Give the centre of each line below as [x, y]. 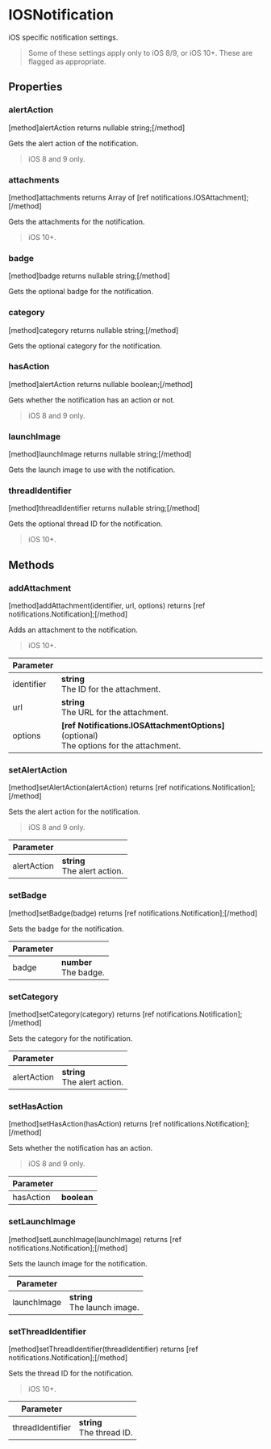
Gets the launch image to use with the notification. [92, 470]
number [77, 962]
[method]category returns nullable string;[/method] [94, 330]
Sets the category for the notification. [71, 1038]
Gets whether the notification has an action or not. [92, 400]
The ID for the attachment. [111, 689]
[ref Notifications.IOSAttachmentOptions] [143, 726]
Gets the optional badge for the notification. [81, 292]
